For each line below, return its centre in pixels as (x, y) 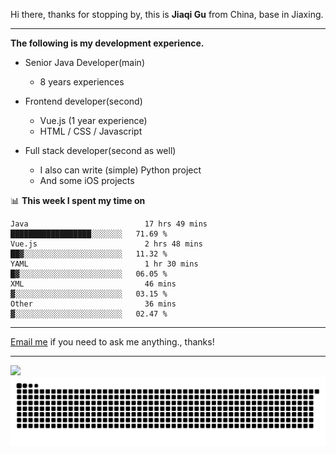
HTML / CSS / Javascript (91, 131)
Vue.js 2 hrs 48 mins (106, 244)
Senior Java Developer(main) (84, 62)
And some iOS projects (87, 180)
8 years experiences (82, 82)
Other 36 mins (93, 304)
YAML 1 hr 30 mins (104, 264)
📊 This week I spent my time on (78, 200)
